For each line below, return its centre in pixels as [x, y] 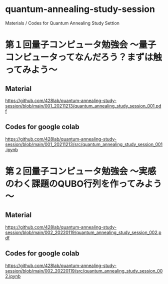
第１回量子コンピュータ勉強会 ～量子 [81, 45]
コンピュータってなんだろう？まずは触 [83, 57]
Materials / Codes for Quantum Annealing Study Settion [62, 23]
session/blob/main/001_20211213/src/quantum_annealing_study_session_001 [84, 144]
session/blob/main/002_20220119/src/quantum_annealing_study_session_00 [84, 270]
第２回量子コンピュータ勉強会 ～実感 [81, 171]
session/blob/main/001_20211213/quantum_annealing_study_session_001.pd [83, 105]
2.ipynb [13, 276]
